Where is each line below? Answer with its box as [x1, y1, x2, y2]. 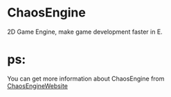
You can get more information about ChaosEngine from [7, 74, 165, 83]
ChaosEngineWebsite [7, 81, 68, 90]
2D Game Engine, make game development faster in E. [7, 28, 163, 36]
